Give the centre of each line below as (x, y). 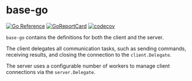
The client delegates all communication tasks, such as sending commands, (96, 48)
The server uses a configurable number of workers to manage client (88, 66)
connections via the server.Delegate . (51, 72)
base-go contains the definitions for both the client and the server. (85, 37)
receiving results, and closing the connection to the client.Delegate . (89, 54)
